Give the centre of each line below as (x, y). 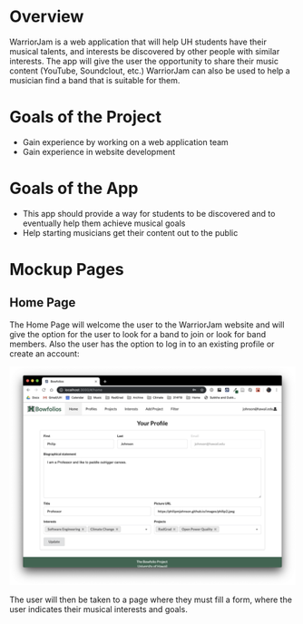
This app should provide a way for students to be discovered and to (149, 213)
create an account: (44, 353)
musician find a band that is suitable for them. (95, 80)
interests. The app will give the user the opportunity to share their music (144, 61)
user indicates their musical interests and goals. (98, 609)
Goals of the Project (85, 117)
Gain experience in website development (98, 151)
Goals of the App (74, 189)
